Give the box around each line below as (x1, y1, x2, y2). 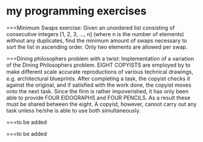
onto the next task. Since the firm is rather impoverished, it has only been (6, 87, 189, 94)
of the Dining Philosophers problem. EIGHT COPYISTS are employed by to (6, 61, 191, 69)
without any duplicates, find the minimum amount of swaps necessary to (6, 37, 187, 44)
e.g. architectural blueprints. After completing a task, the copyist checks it (6, 75, 190, 82)
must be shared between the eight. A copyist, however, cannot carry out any (6, 100, 197, 108)
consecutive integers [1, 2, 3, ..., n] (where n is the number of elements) (6, 30, 184, 37)
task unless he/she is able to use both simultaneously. (6, 106, 141, 114)
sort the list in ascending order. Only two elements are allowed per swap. (6, 43, 188, 51)
